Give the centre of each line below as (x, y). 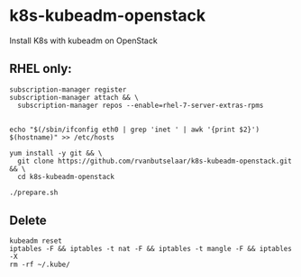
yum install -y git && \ (56, 154)
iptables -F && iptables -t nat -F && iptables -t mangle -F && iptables (151, 248)
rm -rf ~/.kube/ (40, 264)
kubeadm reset (36, 241)
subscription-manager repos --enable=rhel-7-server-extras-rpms (141, 105)
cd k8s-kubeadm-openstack (66, 177)
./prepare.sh (34, 193)
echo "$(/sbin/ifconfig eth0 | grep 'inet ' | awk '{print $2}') (134, 130)
